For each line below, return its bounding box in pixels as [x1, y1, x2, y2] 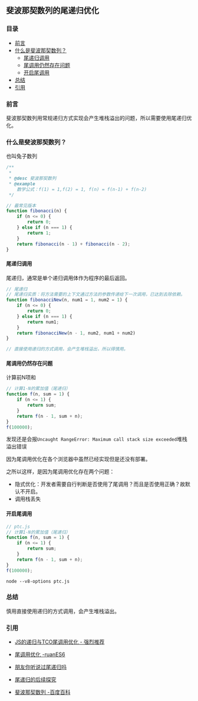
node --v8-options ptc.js [6, 578, 70, 584]
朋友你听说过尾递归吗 [14, 664, 67, 671]
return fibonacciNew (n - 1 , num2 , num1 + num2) [16, 330, 136, 336]
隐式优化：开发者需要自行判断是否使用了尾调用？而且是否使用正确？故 [14, 481, 186, 488]
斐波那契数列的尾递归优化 [6, 5, 99, 16]
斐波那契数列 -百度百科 [14, 689, 71, 696]
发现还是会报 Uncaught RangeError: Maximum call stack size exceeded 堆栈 [6, 436, 187, 443]
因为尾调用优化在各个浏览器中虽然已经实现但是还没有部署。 [6, 456, 151, 463]
